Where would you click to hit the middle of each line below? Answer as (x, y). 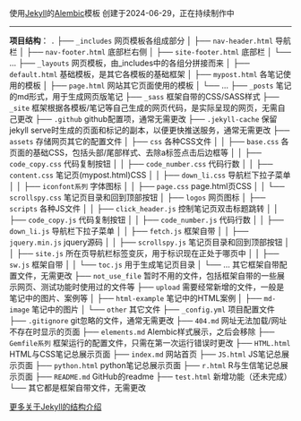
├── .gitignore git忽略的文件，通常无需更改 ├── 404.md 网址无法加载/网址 (148, 320)
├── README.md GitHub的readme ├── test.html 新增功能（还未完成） (163, 376)
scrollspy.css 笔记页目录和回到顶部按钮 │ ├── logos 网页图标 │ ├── (138, 197)
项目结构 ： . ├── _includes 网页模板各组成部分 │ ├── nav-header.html (141, 40)
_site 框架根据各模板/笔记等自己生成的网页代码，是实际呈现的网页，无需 (143, 107)
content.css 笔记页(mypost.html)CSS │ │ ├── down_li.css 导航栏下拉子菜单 (150, 175)
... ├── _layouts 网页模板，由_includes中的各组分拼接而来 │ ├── (130, 63)
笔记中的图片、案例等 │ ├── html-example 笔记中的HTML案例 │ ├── (136, 298)
